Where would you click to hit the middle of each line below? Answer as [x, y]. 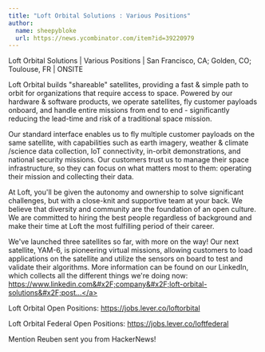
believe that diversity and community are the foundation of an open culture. [132, 210]
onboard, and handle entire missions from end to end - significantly [119, 110]
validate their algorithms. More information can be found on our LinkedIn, [129, 267]
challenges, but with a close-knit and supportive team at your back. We [126, 201]
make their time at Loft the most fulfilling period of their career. [111, 226]
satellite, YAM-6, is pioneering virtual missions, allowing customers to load [131, 250]
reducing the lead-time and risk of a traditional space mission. [110, 119]
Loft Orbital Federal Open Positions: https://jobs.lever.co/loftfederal [119, 324]
